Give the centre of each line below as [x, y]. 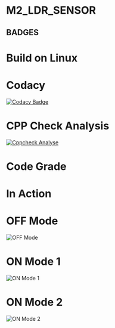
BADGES [23, 33]
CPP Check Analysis [58, 126]
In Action [29, 194]
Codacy [26, 85]
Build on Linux [42, 58]
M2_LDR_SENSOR [51, 10]
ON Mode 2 [35, 302]
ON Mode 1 [33, 262]
